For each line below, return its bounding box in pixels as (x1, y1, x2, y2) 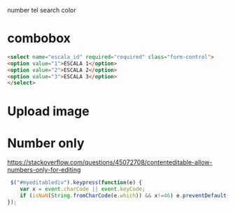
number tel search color (7, 6, 76, 14)
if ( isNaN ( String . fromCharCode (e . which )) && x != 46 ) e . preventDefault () (20, 192, 233, 199)
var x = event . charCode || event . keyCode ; (20, 185, 145, 193)
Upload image (7, 103, 90, 119)
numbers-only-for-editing (7, 166, 81, 174)
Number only (7, 135, 85, 151)
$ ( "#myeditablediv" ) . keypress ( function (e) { (10, 179, 142, 186)
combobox (7, 31, 71, 46)
